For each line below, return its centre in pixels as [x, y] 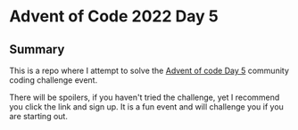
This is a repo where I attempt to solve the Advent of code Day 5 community [149, 70]
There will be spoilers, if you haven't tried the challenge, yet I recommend [145, 97]
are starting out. [39, 116]
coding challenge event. [54, 80]
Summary [37, 49]
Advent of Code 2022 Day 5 [114, 16]
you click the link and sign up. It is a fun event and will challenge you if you [146, 107]
